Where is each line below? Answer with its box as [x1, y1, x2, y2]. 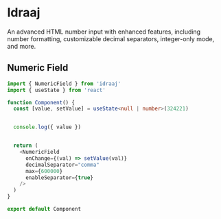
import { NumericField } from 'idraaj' [7, 80, 121, 87]
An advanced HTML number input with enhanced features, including [7, 27, 201, 36]
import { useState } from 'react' [7, 87, 106, 93]
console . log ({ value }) [13, 124, 81, 131]
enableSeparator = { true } [25, 174, 94, 181]
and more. [7, 42, 36, 50]
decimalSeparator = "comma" [25, 161, 100, 168]
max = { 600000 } [25, 168, 63, 174]
